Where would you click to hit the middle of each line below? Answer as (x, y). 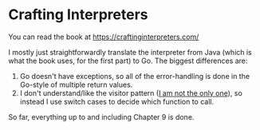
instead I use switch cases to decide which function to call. (116, 101)
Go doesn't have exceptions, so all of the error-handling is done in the (134, 76)
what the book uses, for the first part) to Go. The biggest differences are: (128, 61)
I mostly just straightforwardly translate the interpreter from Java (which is (130, 52)
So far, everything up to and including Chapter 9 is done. (101, 116)
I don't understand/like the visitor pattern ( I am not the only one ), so (131, 93)
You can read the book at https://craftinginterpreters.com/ (104, 37)
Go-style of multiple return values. (76, 85)
